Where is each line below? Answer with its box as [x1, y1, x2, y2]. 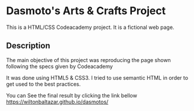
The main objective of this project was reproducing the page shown [6, 56, 172, 63]
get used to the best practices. [6, 80, 81, 87]
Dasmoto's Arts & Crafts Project [6, 4, 166, 18]
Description [6, 41, 50, 51]
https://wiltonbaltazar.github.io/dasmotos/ [6, 98, 109, 105]
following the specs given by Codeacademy [6, 63, 114, 70]
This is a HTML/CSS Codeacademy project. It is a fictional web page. [6, 24, 174, 31]
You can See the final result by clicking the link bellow [6, 92, 137, 99]
